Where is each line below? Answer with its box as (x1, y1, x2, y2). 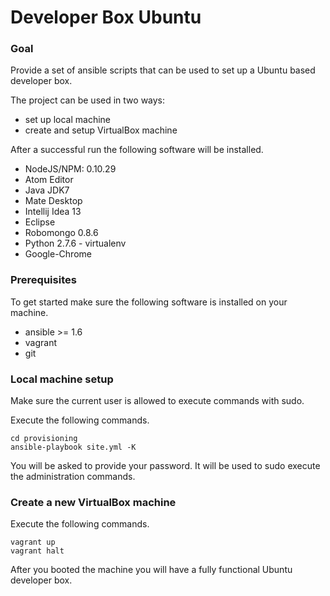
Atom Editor (24, 174, 74, 186)
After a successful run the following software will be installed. (10, 144, 264, 156)
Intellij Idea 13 (24, 206, 82, 218)
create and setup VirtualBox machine (24, 124, 178, 136)
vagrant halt (10, 546, 65, 556)
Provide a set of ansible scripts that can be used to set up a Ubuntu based (10, 64, 316, 76)
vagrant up (10, 537, 56, 548)
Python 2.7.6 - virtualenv (24, 237, 127, 250)
